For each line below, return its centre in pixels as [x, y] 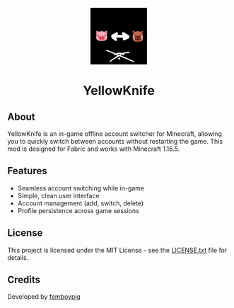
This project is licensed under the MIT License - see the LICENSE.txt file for [117, 250]
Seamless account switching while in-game [81, 188]
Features [27, 171]
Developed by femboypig [44, 297]
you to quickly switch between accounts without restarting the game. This [115, 141]
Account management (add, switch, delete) [80, 203]
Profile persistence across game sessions [78, 210]
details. [18, 257]
